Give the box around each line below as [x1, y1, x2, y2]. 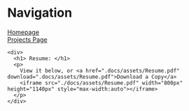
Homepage [7, 28, 40, 36]
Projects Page [7, 35, 48, 43]
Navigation [7, 5, 72, 21]
